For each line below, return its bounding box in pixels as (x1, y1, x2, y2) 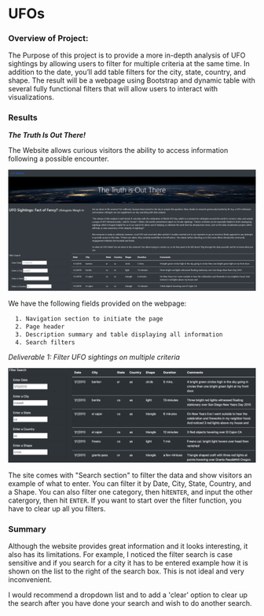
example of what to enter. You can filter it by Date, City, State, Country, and (8, 479, 251, 488)
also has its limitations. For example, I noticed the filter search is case (8, 550, 233, 559)
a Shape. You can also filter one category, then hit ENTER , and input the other (8, 488, 253, 497)
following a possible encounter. (8, 154, 110, 163)
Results (8, 112, 38, 123)
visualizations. (8, 92, 55, 102)
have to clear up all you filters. (8, 504, 106, 514)
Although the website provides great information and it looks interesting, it (8, 541, 248, 551)
